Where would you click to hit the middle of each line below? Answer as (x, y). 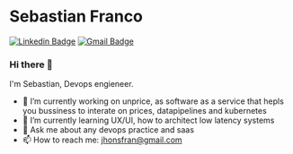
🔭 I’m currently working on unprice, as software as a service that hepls (153, 101)
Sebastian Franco (76, 17)
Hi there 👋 (31, 64)
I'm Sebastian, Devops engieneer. (71, 84)
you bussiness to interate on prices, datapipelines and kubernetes (144, 111)
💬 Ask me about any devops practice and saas (108, 130)
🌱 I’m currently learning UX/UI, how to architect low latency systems (148, 120)
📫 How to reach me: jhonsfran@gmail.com (102, 140)
